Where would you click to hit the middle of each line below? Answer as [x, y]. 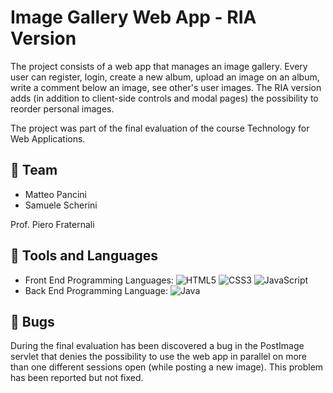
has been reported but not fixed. [77, 378]
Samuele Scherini [61, 205]
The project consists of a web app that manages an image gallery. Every [159, 66]
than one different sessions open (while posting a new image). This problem [167, 367]
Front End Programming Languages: [99, 280]
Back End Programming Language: [96, 290]
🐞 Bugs [32, 321]
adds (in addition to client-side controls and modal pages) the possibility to [164, 98]
